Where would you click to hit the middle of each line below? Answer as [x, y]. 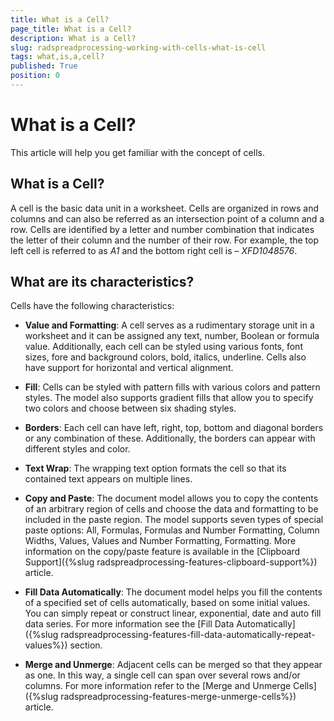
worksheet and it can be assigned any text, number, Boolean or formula [172, 336]
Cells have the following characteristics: [92, 306]
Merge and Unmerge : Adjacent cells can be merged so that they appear [173, 665]
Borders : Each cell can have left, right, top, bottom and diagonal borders [174, 428]
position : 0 [35, 76]
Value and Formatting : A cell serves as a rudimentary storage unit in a [169, 325]
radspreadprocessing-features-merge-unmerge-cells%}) [178, 697]
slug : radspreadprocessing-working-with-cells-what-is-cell [138, 47]
